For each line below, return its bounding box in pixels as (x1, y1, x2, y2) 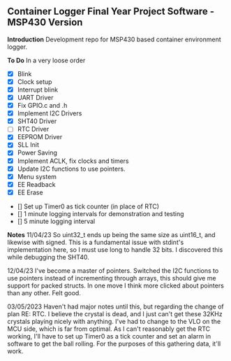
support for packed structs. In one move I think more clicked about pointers (7, 281, 225, 290)
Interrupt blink (17, 85, 58, 94)
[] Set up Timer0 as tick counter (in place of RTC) (17, 202, 159, 211)
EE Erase (17, 188, 43, 197)
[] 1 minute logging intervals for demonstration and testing (17, 209, 184, 218)
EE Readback (17, 180, 56, 188)
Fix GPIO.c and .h (17, 101, 68, 110)
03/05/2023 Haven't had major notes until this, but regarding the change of (7, 302, 225, 311)
